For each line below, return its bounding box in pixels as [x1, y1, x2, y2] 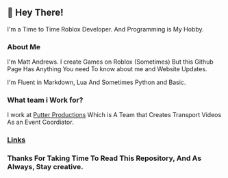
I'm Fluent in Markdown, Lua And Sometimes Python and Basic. [7, 78, 186, 86]
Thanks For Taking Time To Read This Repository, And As [7, 153, 202, 163]
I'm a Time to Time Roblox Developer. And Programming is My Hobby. [7, 25, 204, 33]
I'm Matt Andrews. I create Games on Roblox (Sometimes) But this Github [7, 58, 214, 66]
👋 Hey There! [7, 7, 64, 18]
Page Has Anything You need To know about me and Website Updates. [7, 65, 207, 73]
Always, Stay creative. [7, 162, 84, 172]
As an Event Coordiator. [7, 118, 74, 127]
